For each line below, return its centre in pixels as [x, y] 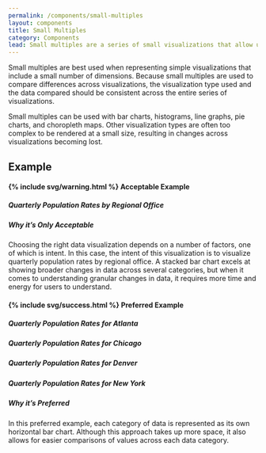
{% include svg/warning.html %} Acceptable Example [99, 187]
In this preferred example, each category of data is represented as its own [129, 423]
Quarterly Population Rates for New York [77, 383]
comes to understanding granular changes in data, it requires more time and [132, 279]
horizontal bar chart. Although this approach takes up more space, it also [127, 432]
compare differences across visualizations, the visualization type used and [130, 85]
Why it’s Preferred [39, 403]
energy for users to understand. [60, 287]
